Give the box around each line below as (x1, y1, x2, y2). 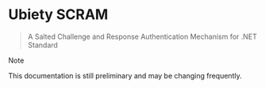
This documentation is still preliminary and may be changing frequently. (8, 71, 242, 80)
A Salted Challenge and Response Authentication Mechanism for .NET (27, 32, 258, 41)
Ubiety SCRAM (8, 6, 109, 24)
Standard (27, 40, 58, 49)
